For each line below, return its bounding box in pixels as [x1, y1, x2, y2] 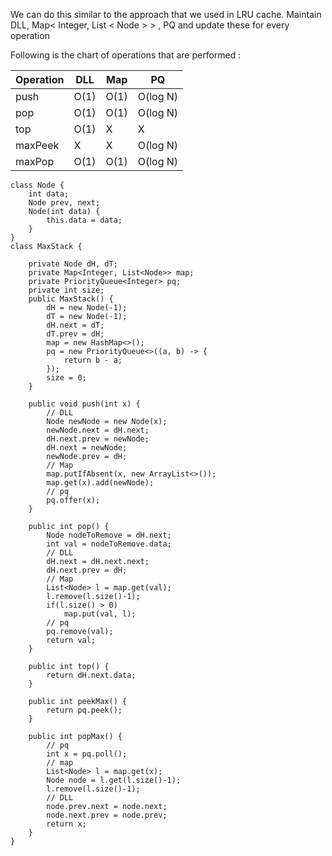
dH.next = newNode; [46, 443, 128, 453]
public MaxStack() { [28, 294, 114, 304]
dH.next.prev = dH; [46, 565, 128, 575]
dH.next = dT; [46, 320, 105, 330]
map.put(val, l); [63, 609, 137, 619]
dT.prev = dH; [46, 329, 105, 339]
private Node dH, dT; [28, 259, 118, 269]
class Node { [10, 180, 65, 190]
